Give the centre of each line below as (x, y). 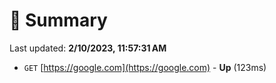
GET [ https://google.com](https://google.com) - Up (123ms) (145, 67)
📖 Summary (58, 20)
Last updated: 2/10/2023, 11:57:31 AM (88, 48)
